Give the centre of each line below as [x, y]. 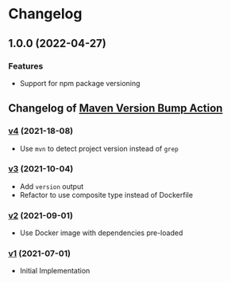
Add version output [52, 186]
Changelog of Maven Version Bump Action [115, 108]
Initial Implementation [55, 271]
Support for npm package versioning [80, 83]
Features [26, 66]
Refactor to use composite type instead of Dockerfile [106, 195]
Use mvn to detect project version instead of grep [99, 148]
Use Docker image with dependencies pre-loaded [101, 233]
